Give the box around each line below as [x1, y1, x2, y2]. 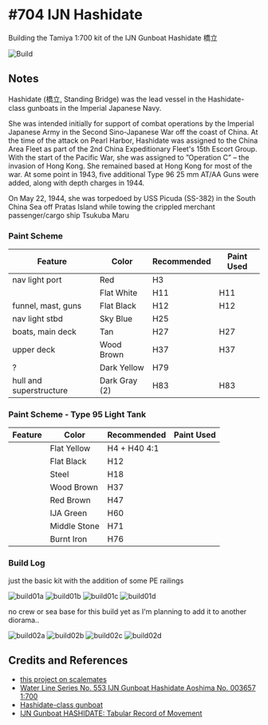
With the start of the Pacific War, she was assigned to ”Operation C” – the [8, 152, 250, 162]
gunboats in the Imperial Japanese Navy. [26, 103, 162, 112]
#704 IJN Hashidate [8, 6, 144, 24]
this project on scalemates [19, 675, 108, 684]
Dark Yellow [99, 362, 145, 373]
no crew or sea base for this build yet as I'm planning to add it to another [8, 606, 247, 616]
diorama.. [8, 615, 40, 625]
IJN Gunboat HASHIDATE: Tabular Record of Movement [19, 708, 203, 719]
